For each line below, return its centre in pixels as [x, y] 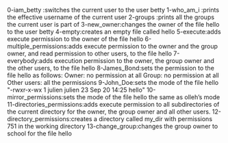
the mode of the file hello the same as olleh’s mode [148, 97]
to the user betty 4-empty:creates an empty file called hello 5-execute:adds [114, 31]
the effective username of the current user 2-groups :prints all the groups [111, 17]
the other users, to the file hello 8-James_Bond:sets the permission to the [111, 68]
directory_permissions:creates [50, 119]
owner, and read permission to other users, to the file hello [90, 53]
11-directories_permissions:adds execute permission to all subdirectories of [113, 104]
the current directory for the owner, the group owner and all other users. [109, 112]
